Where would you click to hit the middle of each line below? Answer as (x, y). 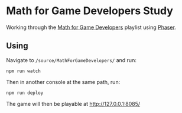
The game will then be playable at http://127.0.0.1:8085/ (73, 104)
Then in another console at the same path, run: (63, 82)
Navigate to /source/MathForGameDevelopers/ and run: (71, 60)
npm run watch (24, 71)
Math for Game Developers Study (90, 11)
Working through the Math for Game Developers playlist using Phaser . (91, 27)
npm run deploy (25, 93)
